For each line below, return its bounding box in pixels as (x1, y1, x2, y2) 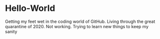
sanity (5, 29, 18, 34)
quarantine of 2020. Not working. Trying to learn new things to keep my (5, 23, 149, 29)
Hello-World (5, 3, 55, 14)
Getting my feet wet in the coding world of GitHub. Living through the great (5, 19, 156, 24)
